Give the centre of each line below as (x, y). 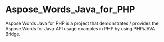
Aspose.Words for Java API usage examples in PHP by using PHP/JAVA (80, 28)
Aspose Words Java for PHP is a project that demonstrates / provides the (82, 23)
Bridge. (13, 34)
